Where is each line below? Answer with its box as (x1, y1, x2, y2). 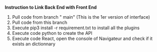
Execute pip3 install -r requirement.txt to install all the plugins (12, 25, 140, 31)
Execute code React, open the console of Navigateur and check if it (12, 35, 153, 41)
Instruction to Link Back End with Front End (5, 5, 97, 10)
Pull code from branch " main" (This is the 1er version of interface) (12, 14, 150, 20)
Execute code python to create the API (12, 30, 93, 36)
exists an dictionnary (12, 41, 56, 47)
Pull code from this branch (12, 20, 68, 25)
